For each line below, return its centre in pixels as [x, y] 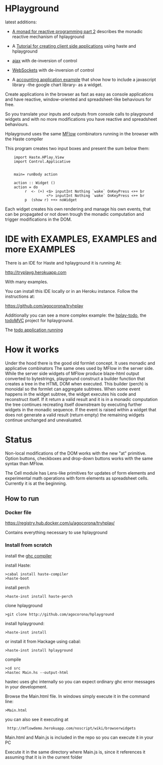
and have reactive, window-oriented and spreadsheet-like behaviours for [78, 99]
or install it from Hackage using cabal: [43, 641]
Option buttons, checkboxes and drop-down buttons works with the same [79, 458]
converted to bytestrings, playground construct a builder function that [75, 379]
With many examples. [27, 282]
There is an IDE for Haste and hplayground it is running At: [63, 263]
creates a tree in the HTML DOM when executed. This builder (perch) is [77, 383]
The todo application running [34, 330]
